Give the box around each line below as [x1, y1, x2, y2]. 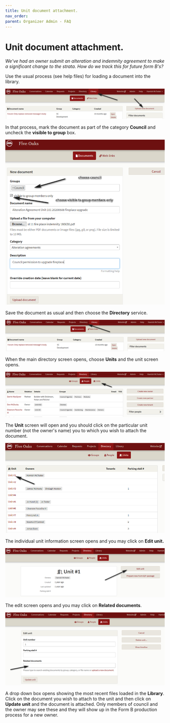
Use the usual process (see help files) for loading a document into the [5, 73, 151, 80]
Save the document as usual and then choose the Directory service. [5, 310, 148, 316]
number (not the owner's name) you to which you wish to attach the [5, 427, 147, 433]
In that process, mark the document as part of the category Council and [5, 124, 156, 130]
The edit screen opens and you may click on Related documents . [5, 602, 142, 608]
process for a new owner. [5, 712, 59, 718]
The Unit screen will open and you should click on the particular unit [5, 422, 148, 428]
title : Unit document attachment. [5, 8, 78, 13]
